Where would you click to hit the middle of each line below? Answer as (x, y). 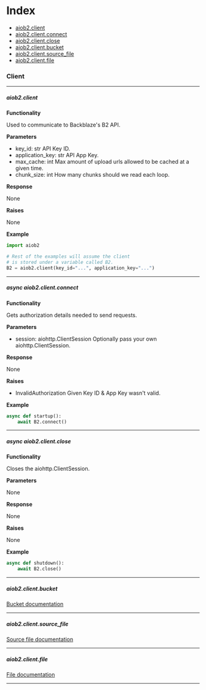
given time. (29, 168)
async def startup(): (34, 416)
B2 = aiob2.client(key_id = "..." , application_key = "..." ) (81, 268)
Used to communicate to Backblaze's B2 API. (63, 125)
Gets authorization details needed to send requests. (72, 315)
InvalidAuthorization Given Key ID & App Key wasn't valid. (88, 393)
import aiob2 (23, 246)
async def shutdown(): (35, 563)
